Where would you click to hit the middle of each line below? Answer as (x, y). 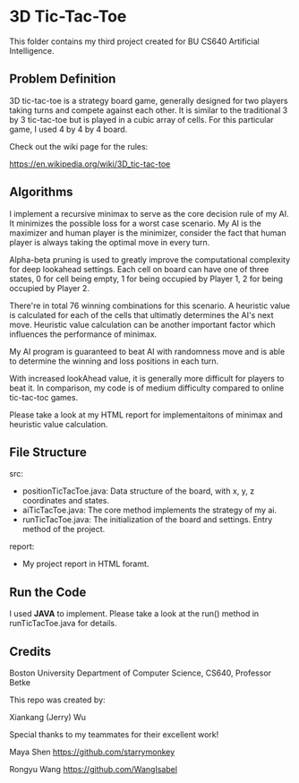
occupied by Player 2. (49, 288)
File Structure (48, 452)
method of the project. (64, 529)
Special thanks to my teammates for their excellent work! (114, 735)
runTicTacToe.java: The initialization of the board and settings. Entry (147, 520)
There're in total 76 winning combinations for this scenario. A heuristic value (150, 305)
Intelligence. (32, 50)
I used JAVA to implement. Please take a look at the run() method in (134, 614)
